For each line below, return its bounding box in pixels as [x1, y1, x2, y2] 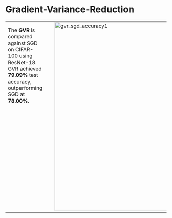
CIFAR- [15, 46, 34, 53]
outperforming [8, 84, 43, 91]
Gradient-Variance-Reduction [5, 4, 135, 15]
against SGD [8, 39, 38, 47]
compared [8, 33, 33, 40]
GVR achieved [8, 65, 42, 72]
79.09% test [8, 71, 38, 78]
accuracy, [8, 78, 32, 85]
